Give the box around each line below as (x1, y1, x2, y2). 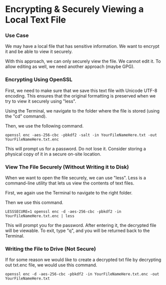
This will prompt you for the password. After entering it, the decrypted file (5, 222, 157, 228)
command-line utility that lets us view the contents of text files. (5, 180, 135, 186)
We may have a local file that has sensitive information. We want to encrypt (5, 43, 160, 49)
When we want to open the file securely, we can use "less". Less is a (5, 175, 146, 181)
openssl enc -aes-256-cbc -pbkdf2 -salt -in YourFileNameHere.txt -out (5, 132, 157, 137)
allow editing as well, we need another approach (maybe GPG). (5, 63, 135, 69)
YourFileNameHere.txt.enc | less (5, 213, 75, 218)
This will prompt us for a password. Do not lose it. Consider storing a (5, 145, 146, 151)
